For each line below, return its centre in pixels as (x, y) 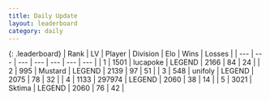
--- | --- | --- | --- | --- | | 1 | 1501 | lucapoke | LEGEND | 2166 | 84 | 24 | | (139, 62)
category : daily (36, 31)
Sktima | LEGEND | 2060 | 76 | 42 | (66, 88)
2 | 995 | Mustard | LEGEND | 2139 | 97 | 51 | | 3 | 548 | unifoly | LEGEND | (131, 71)
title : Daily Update (43, 16)
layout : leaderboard (43, 23)
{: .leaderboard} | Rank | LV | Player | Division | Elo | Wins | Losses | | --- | (131, 54)
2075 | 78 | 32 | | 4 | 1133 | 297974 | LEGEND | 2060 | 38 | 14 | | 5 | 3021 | (131, 80)
